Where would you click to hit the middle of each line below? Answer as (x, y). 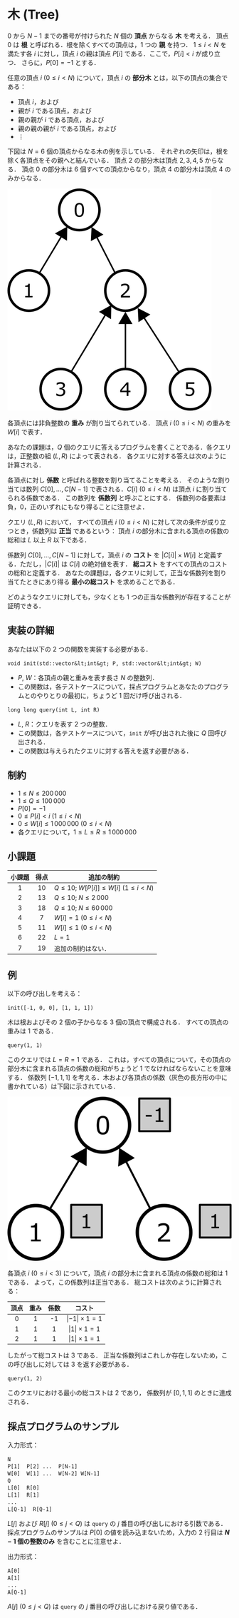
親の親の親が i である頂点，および (67, 128)
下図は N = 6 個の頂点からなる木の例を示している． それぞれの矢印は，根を (118, 151)
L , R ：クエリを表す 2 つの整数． (64, 724)
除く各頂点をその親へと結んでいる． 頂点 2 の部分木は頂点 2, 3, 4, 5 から (112, 160)
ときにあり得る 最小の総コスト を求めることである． (102, 582)
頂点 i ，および (38, 101)
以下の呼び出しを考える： (45, 993)
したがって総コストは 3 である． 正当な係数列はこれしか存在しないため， (115, 1355)
